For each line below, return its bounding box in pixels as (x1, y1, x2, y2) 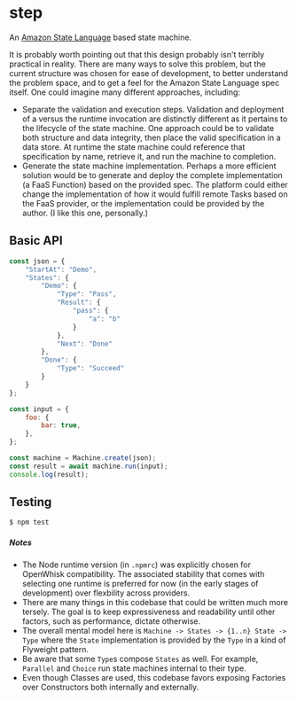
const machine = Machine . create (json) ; (9, 454, 157, 463)
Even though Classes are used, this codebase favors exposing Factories (21, 673, 286, 683)
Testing (9, 495, 52, 510)
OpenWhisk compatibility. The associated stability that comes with (21, 569, 265, 580)
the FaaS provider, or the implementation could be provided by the (21, 198, 265, 208)
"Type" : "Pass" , (56, 290, 117, 299)
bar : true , (41, 421, 82, 430)
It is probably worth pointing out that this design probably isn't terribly (9, 49, 265, 59)
